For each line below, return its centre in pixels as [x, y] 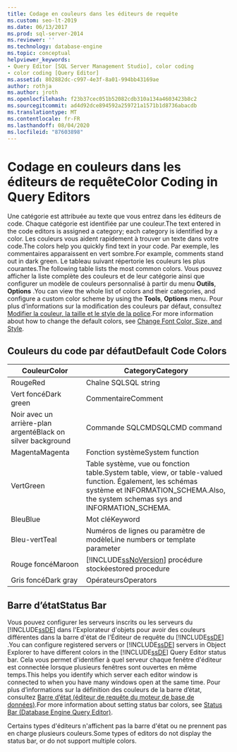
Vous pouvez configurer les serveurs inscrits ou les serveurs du [100, 622]
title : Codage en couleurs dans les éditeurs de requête [93, 14]
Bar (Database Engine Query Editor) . [60, 712]
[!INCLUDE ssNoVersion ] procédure [144, 560]
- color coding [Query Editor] [53, 73]
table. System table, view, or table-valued [154, 473]
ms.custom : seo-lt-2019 [42, 20]
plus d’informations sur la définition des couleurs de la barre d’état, [105, 689]
